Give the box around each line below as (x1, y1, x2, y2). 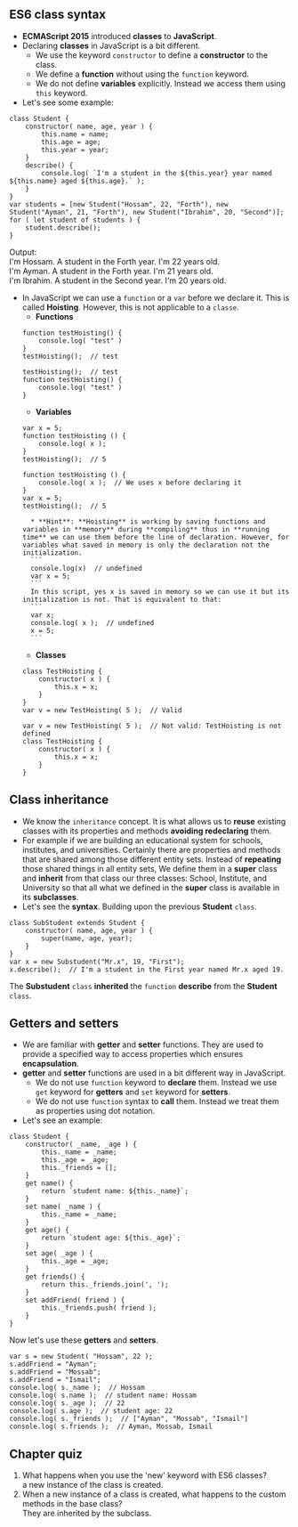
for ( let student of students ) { (9, 215, 141, 224)
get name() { (25, 1179, 74, 1188)
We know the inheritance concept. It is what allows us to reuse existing (21, 816, 286, 826)
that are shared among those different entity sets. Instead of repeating (21, 854, 282, 865)
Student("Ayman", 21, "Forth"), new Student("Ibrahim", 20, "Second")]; (9, 207, 285, 216)
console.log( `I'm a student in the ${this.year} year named (41, 168, 273, 177)
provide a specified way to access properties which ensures (21, 1049, 244, 1060)
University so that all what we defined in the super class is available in (21, 881, 280, 893)
